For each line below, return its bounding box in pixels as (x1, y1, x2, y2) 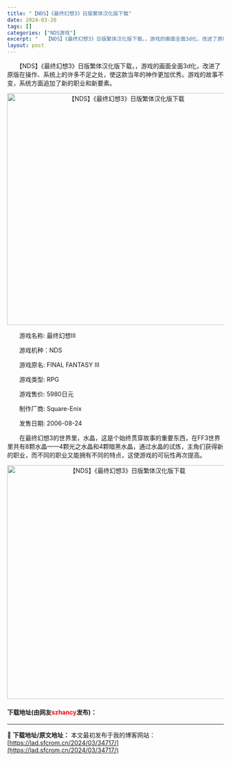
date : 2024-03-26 (7, 17, 57, 23)
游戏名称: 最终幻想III (19, 332, 76, 339)
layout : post (7, 42, 45, 49)
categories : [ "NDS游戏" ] (7, 29, 76, 36)
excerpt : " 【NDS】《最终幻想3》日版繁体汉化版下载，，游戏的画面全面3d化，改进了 (7, 36, 218, 43)
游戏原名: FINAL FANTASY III (19, 361, 100, 369)
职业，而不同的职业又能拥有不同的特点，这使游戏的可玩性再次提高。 (12, 451, 206, 459)
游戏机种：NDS (19, 346, 63, 354)
